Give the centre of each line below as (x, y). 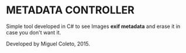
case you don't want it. (34, 32)
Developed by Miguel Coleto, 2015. (48, 44)
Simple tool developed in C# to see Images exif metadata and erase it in (93, 26)
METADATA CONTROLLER (70, 10)
